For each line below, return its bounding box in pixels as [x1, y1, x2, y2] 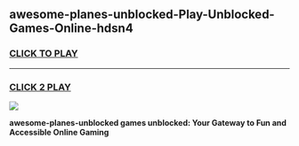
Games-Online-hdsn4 [9, 21, 133, 36]
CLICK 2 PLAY [9, 81, 71, 93]
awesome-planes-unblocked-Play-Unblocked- [9, 7, 275, 22]
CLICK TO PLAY [9, 48, 78, 60]
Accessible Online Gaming [9, 127, 109, 137]
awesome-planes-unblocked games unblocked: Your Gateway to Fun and [9, 117, 287, 127]
